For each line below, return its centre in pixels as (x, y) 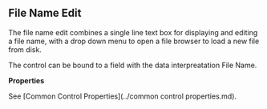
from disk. (25, 49)
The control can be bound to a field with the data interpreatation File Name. (133, 65)
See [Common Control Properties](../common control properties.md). (123, 96)
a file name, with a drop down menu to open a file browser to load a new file (134, 41)
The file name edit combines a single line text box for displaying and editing (133, 32)
